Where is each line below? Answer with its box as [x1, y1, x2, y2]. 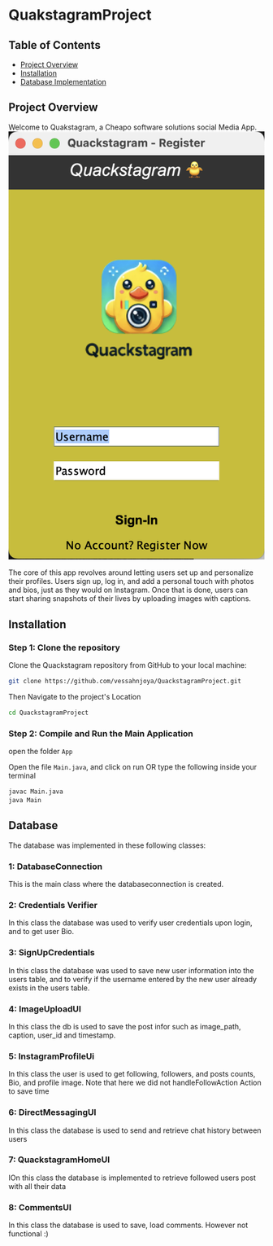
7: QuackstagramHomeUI [8, 1154, 110, 1165]
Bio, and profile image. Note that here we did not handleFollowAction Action [8, 1077, 262, 1088]
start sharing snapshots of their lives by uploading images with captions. [8, 594, 252, 603]
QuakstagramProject [8, 6, 152, 24]
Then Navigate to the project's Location [8, 692, 141, 702]
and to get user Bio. [8, 927, 75, 937]
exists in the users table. [8, 983, 90, 993]
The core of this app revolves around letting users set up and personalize [8, 568, 254, 577]
